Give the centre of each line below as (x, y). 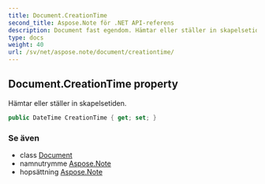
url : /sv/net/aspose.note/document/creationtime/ (91, 52)
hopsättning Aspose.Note (61, 171)
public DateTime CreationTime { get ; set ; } (82, 118)
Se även (24, 137)
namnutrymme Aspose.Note (65, 163)
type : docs (26, 38)
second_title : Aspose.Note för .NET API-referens (91, 23)
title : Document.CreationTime (58, 15)
